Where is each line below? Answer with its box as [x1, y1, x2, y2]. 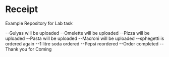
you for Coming [19, 46, 52, 52]
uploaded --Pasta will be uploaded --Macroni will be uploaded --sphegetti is [5, 35, 164, 41]
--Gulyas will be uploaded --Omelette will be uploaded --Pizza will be [5, 30, 150, 36]
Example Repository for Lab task [5, 20, 73, 26]
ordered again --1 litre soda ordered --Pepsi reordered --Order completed [5, 40, 159, 46]
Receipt [5, 4, 38, 15]
